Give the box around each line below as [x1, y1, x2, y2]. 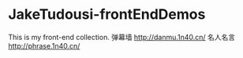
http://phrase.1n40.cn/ [8, 41, 80, 50]
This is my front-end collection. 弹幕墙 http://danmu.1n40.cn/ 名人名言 [8, 32, 236, 42]
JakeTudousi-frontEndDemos [8, 5, 206, 24]
